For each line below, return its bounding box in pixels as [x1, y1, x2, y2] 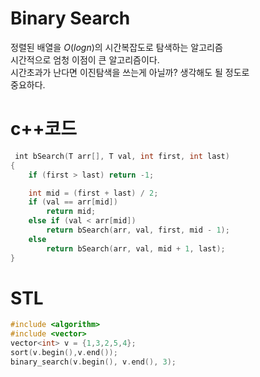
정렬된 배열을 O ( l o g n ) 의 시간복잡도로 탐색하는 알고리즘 [10, 41, 223, 53]
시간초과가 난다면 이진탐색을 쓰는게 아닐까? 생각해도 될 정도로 [10, 66, 250, 78]
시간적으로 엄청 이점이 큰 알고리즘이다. [10, 53, 160, 66]
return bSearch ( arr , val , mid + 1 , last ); [46, 243, 226, 254]
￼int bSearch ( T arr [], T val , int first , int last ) [10, 151, 230, 161]
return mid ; [46, 207, 97, 217]
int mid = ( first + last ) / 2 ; [28, 188, 159, 198]
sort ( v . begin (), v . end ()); [10, 348, 118, 358]
